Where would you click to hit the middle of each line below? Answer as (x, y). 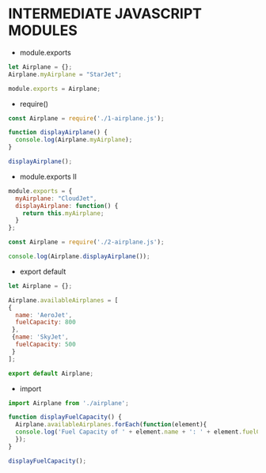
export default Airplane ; (51, 373)
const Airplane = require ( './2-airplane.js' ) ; (86, 242)
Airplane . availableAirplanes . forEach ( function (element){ (111, 425)
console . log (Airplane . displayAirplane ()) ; (79, 257)
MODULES (43, 30)
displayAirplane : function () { (67, 206)
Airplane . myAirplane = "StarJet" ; (65, 74)
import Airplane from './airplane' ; (68, 403)
